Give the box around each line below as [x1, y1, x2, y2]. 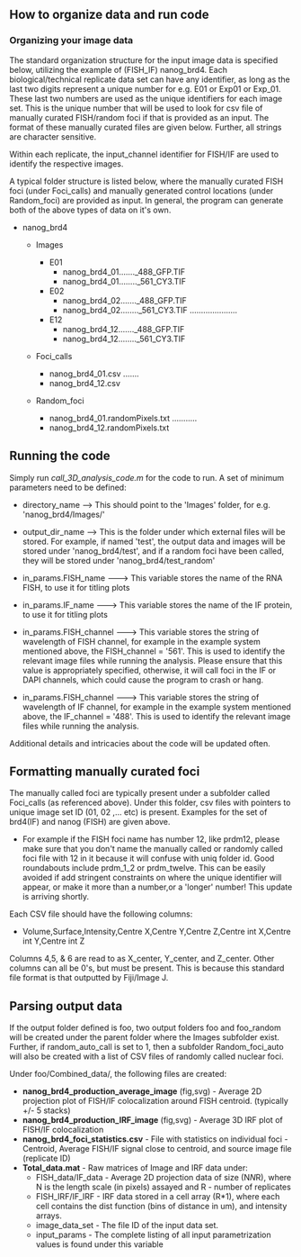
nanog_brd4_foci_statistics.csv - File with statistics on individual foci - [22, 1134, 288, 1144]
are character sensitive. [9, 131, 97, 142]
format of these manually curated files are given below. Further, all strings [9, 122, 282, 132]
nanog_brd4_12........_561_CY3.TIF [62, 333, 186, 344]
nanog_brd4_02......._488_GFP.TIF [62, 294, 187, 305]
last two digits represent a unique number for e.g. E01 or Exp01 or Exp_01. [9, 83, 281, 94]
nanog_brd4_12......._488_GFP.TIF [62, 323, 185, 334]
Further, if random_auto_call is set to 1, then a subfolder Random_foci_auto [9, 1042, 285, 1053]
